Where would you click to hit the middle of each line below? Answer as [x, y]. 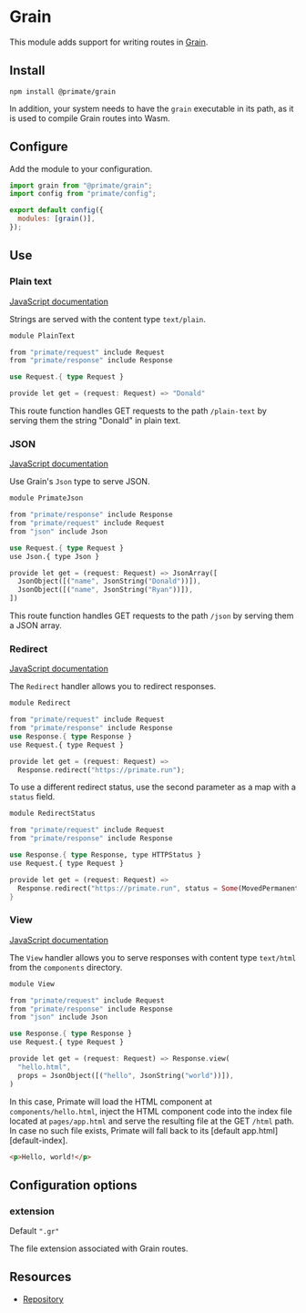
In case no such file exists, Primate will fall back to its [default [125, 1130]
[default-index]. [39, 1140]
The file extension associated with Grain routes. [99, 1248]
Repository [43, 1298]
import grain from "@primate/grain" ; [81, 185]
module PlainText [42, 336]
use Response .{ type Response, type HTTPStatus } [106, 855]
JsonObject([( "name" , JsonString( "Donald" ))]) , [110, 581]
